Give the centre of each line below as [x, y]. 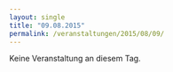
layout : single [37, 17]
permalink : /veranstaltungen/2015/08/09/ [87, 33]
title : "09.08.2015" [47, 25]
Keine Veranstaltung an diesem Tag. [75, 59]
